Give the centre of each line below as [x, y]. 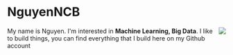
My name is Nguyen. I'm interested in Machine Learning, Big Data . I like [110, 31]
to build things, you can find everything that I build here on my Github [106, 38]
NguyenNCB [44, 12]
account [19, 45]
